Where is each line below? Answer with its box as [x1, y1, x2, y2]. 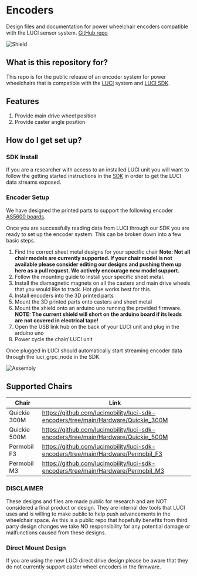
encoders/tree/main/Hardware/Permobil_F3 [42, 450, 163, 458]
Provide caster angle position [14, 118, 86, 125]
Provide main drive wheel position [14, 112, 97, 119]
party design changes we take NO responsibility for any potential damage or [6, 523, 191, 530]
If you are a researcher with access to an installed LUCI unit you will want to [6, 166, 189, 173]
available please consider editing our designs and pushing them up [14, 261, 182, 268]
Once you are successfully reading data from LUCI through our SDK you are [6, 224, 189, 231]
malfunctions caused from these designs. [6, 529, 107, 536]
